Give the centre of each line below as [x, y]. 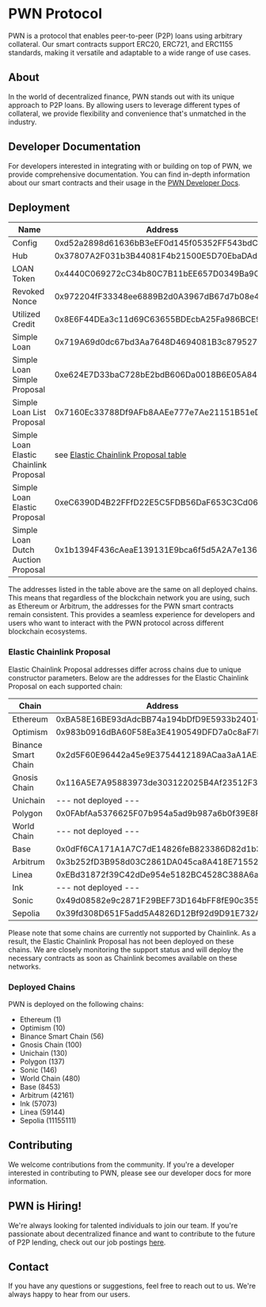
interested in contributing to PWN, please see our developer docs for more [130, 1172]
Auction [27, 560]
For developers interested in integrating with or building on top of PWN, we [130, 166]
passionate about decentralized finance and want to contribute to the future [132, 1233]
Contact [28, 1267]
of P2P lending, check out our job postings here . [87, 1242]
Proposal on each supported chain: [65, 686]
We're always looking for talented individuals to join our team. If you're [123, 1225]
